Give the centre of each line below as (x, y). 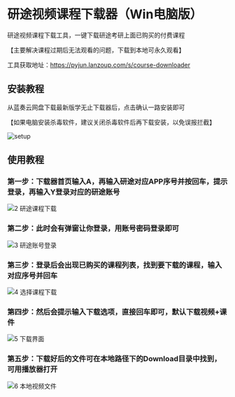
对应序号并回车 (33, 275)
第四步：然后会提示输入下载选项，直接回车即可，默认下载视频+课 (117, 312)
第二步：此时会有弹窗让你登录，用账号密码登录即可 (93, 228)
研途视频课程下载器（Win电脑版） (105, 14)
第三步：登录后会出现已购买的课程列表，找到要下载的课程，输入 (115, 265)
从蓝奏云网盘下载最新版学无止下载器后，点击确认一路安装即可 (96, 107)
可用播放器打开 (33, 370)
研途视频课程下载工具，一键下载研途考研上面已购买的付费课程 (96, 35)
